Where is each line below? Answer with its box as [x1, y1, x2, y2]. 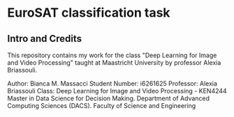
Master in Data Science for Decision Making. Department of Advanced [7, 94, 210, 102]
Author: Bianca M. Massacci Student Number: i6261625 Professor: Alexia [7, 79, 218, 88]
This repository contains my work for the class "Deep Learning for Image [7, 51, 217, 59]
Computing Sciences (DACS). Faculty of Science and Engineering [7, 102, 196, 109]
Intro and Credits [7, 33, 82, 45]
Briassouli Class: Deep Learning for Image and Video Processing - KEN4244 [7, 87, 227, 95]
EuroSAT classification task [7, 5, 170, 21]
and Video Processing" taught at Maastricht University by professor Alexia [7, 58, 221, 67]
